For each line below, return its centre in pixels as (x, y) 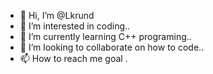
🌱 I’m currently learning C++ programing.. (105, 36)
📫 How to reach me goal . (73, 58)
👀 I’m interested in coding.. (75, 26)
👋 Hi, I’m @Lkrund (57, 15)
